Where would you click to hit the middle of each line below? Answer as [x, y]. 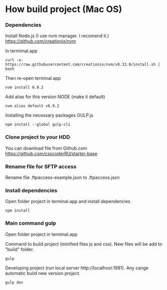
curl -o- [14, 60]
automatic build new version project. [43, 273]
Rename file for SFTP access [41, 166]
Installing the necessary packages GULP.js [49, 115]
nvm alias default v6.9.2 [32, 106]
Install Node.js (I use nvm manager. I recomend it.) [57, 36]
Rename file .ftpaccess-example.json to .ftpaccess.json [63, 177]
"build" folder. [20, 249]
